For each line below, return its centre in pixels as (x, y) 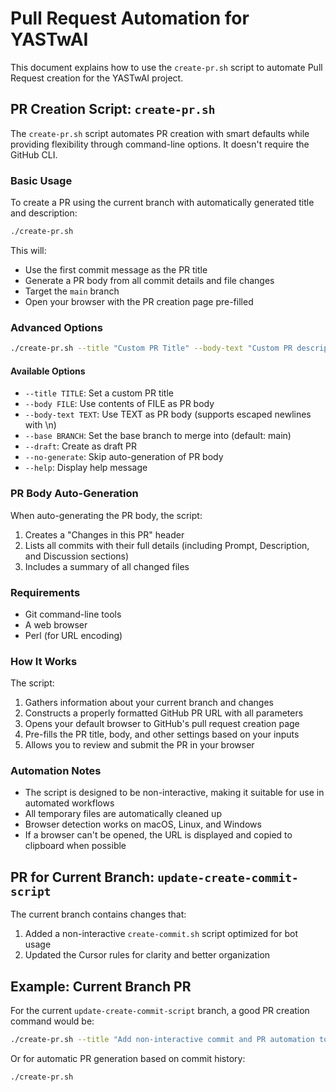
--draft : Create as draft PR (80, 446)
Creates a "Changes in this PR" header (104, 534)
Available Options (48, 371)
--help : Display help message (86, 468)
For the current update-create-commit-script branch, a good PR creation (160, 1011)
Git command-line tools (73, 614)
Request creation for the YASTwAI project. (97, 78)
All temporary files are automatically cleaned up (123, 814)
